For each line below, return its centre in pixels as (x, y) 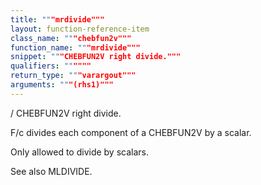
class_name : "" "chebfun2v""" (71, 38)
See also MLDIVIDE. (51, 171)
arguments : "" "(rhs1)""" (62, 85)
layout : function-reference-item (80, 29)
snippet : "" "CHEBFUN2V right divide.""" (96, 57)
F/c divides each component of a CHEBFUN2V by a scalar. (131, 132)
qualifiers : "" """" (51, 66)
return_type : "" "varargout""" (73, 76)
